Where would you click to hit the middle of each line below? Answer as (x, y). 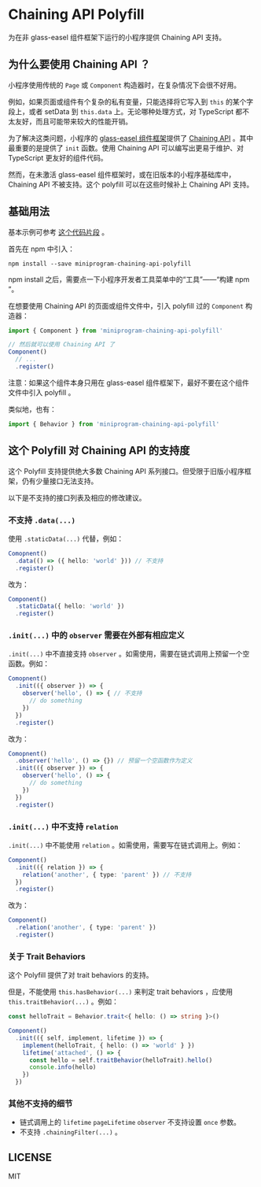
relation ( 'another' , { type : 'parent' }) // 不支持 (107, 875)
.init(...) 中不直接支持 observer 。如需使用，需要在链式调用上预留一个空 (129, 654)
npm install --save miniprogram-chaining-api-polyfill (100, 264)
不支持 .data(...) (42, 520)
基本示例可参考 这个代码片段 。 (58, 232)
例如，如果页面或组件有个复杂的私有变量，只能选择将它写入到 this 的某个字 (131, 102)
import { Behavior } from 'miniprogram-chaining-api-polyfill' (114, 424)
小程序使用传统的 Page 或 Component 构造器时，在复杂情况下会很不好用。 (125, 85)
